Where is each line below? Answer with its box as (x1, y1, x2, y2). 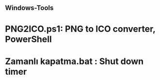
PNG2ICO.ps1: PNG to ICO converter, (5, 23, 156, 34)
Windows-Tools (5, 4, 54, 12)
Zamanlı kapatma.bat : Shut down (5, 56, 144, 67)
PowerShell (5, 33, 52, 45)
